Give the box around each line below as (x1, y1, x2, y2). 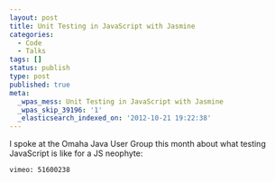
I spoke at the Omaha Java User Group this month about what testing (9, 139, 266, 150)
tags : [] (9, 55, 42, 64)
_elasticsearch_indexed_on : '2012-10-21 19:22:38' (17, 114, 212, 123)
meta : (9, 88, 30, 97)
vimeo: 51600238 (9, 166, 70, 175)
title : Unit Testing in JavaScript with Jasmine (9, 22, 196, 31)
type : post (9, 72, 50, 81)
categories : (9, 30, 54, 39)
